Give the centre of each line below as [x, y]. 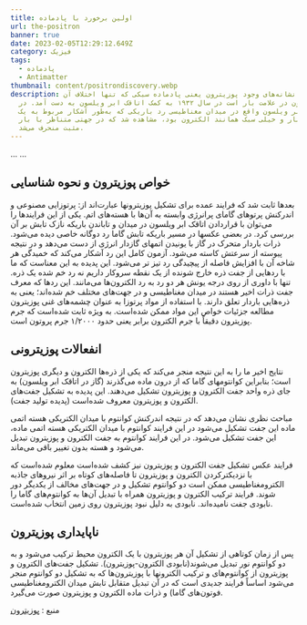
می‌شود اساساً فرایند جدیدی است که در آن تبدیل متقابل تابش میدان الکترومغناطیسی [152, 583]
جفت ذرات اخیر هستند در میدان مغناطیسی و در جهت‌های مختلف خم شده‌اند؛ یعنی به [152, 292]
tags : [20, 60]
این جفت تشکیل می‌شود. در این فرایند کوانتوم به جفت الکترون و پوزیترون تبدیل [143, 437]
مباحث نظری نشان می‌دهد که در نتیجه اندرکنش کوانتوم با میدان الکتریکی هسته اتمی [151, 418]
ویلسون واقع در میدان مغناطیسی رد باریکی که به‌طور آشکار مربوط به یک [153, 111]
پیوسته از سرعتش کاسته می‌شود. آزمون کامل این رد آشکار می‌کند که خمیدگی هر [147, 252]
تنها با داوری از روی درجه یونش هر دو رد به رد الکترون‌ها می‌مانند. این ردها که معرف [150, 282]
